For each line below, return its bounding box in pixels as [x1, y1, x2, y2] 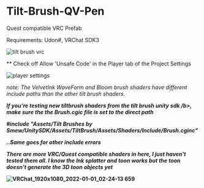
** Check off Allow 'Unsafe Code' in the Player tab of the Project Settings [6, 60, 192, 67]
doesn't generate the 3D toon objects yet [6, 163, 113, 170]
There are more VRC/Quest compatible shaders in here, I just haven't [6, 150, 186, 157]
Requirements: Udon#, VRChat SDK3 [6, 36, 100, 43]
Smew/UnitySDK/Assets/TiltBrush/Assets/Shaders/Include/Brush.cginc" [6, 126, 198, 134]
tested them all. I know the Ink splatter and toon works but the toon [6, 157, 181, 164]
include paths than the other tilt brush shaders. [6, 90, 126, 97]
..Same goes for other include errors [6, 139, 101, 146]
